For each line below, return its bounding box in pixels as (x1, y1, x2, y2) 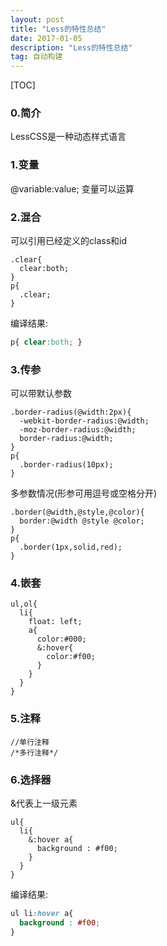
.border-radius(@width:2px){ (10, 407, 132, 418)
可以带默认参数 (10, 387, 72, 400)
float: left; (28, 617, 83, 627)
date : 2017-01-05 (10, 33, 83, 43)
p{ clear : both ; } (10, 337, 83, 348)
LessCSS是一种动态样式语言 (10, 131, 127, 143)
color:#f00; (46, 652, 97, 662)
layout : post (10, 14, 65, 25)
